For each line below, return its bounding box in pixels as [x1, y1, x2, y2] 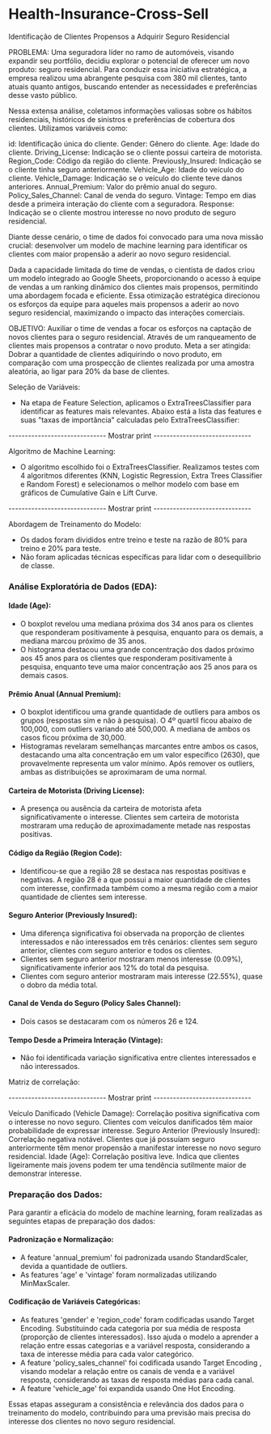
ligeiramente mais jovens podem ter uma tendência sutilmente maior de [8, 1160, 247, 1170]
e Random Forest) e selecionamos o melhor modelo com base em [19, 479, 239, 489]
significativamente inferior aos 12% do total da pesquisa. [19, 962, 210, 972]
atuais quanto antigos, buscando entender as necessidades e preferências [8, 82, 257, 91]
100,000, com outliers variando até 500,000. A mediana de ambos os [19, 724, 251, 734]
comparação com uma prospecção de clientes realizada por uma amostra [8, 358, 255, 367]
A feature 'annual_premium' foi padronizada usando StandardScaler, [19, 1252, 248, 1262]
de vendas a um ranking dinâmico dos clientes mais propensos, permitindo [8, 282, 259, 291]
